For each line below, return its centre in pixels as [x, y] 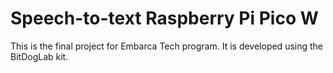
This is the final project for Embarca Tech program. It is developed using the [167, 46]
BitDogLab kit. [39, 56]
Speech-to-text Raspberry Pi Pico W [164, 18]
